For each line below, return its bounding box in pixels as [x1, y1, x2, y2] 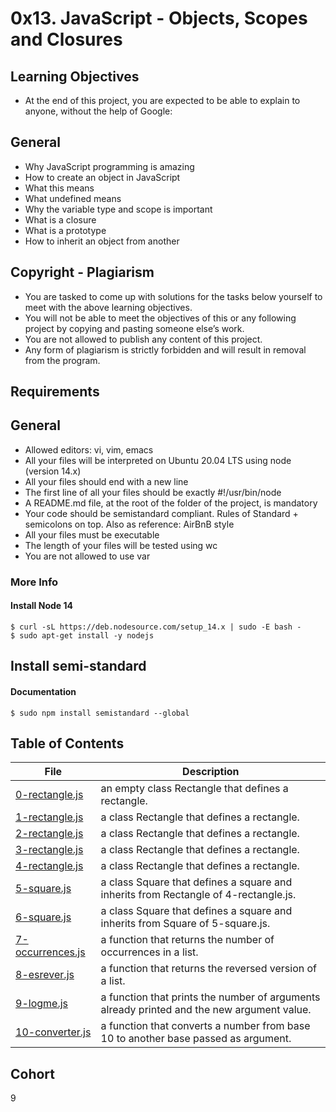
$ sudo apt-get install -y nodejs [10, 630, 155, 641]
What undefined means [24, 192, 122, 204]
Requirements [10, 383, 100, 401]
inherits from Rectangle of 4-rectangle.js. [100, 888, 297, 902]
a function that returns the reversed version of [100, 962, 317, 976]
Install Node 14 [10, 600, 73, 612]
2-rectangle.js [15, 827, 84, 841]
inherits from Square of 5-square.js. [100, 917, 271, 931]
